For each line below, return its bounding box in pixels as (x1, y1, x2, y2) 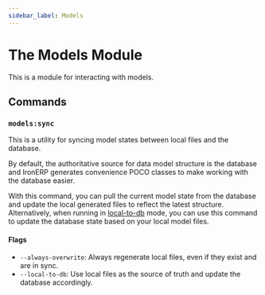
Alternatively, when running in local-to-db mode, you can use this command (8, 208, 258, 218)
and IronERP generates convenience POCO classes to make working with (8, 168, 249, 177)
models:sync (8, 118, 55, 128)
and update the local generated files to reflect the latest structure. (8, 200, 224, 209)
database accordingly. (19, 278, 93, 287)
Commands (8, 95, 68, 108)
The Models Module (8, 45, 143, 64)
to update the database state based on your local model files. (8, 216, 209, 227)
